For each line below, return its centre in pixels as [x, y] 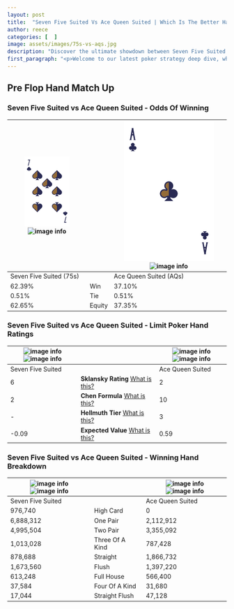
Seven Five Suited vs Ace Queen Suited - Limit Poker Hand [108, 325]
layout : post [26, 15]
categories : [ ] [32, 37]
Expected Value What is [116, 430]
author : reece [28, 29]
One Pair [106, 520]
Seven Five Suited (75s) [45, 277]
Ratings [21, 334]
